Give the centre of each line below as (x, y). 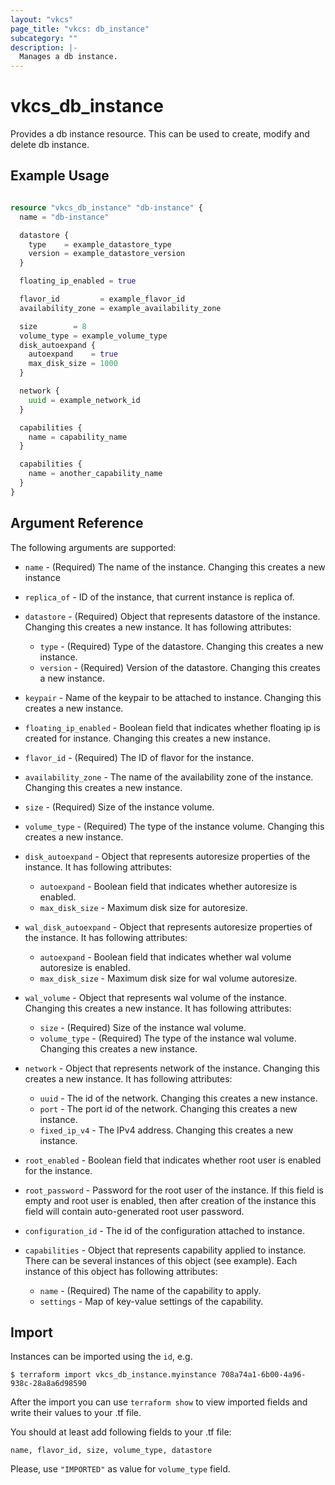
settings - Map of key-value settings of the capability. (151, 1301)
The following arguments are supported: (93, 547)
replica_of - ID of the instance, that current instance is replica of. (159, 597)
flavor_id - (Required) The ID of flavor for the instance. (139, 757)
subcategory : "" (44, 38)
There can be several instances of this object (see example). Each (161, 1260)
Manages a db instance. (68, 57)
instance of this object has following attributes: (121, 1271)
